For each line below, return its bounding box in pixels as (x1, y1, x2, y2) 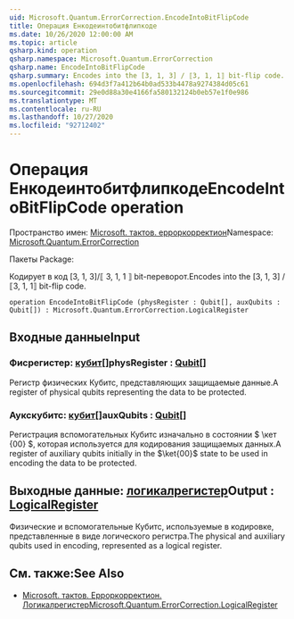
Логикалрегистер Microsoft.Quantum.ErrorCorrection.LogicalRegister (21, 599, 278, 610)
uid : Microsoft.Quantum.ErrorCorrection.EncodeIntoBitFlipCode (9, 13, 249, 22)
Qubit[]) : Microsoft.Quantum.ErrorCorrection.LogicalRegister (9, 305, 249, 314)
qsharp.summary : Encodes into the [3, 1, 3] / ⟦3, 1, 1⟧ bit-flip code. (9, 71, 285, 80)
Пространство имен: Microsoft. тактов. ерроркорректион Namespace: (9, 227, 274, 238)
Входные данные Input (9, 330, 141, 345)
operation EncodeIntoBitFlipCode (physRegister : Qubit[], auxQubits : (9, 297, 281, 306)
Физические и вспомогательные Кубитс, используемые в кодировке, (9, 521, 274, 531)
